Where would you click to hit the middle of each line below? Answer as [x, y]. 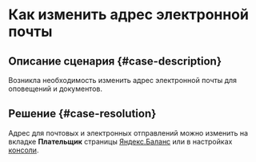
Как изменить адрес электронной [129, 15]
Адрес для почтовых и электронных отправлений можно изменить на [128, 132]
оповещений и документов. [55, 89]
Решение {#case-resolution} [82, 114]
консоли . [24, 150]
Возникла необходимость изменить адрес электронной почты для [123, 80]
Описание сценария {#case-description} [115, 61]
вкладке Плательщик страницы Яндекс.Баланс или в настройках [120, 141]
